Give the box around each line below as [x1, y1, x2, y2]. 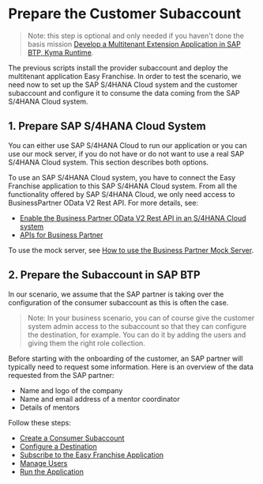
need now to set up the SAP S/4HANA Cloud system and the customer [8, 80, 239, 89]
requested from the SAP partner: [8, 370, 115, 380]
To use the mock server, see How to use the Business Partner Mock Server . [8, 245, 254, 255]
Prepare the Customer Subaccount [8, 5, 242, 23]
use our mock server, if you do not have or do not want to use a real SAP [8, 149, 245, 158]
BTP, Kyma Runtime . [27, 47, 94, 57]
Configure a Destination [19, 441, 97, 451]
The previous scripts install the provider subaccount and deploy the [8, 62, 228, 72]
